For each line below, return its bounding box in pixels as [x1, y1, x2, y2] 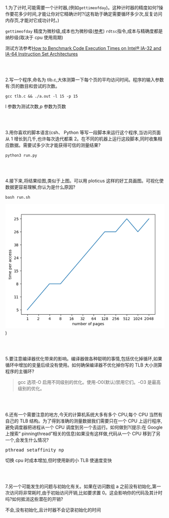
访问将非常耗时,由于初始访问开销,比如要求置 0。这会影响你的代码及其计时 [9, 490, 163, 496]
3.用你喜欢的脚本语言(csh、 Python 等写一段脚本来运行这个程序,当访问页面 [5, 130, 161, 135]
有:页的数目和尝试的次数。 [5, 83, 60, 89]
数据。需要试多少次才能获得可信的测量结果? [9, 142, 101, 148]
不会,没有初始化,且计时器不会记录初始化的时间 [5, 507, 101, 513]
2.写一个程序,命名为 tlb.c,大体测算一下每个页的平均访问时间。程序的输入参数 [5, 77, 164, 82]
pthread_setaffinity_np [5, 447, 64, 453]
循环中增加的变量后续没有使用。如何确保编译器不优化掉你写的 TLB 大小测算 [5, 362, 162, 368]
